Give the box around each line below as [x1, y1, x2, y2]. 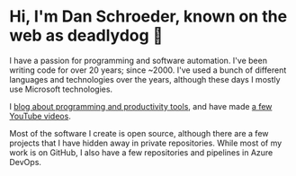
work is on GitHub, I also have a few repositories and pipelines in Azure [9, 146, 274, 158]
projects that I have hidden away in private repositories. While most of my [9, 137, 283, 148]
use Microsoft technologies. [9, 84, 113, 94]
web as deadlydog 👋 [9, 25, 164, 46]
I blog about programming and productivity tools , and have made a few [9, 101, 273, 111]
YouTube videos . [9, 110, 72, 121]
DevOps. [9, 156, 42, 167]
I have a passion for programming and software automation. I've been [9, 55, 268, 66]
